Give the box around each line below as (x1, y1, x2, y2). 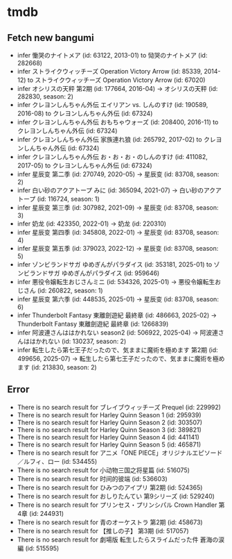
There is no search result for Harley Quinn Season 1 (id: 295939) (17, 410, 202, 419)
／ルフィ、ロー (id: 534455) (17, 457, 98, 465)
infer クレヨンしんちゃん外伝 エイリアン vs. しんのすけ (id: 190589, (17, 101, 208, 108)
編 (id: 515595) (17, 544, 60, 552)
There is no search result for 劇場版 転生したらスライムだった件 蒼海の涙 (17, 535, 225, 544)
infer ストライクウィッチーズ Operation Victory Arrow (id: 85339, (17, 67, 203, 75)
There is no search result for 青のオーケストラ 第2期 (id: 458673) (17, 518, 203, 526)
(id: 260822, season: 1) (37, 286, 103, 294)
